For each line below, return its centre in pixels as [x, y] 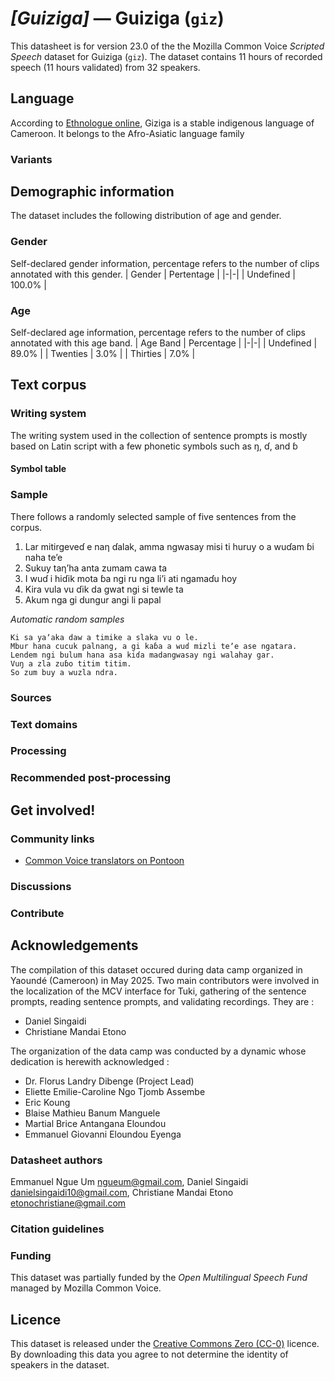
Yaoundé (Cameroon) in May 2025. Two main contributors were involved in [165, 980]
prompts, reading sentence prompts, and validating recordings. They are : [162, 1001]
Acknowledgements [74, 945]
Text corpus [48, 385]
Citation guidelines [57, 1229]
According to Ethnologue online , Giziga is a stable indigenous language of [162, 123]
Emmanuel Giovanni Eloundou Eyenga [103, 1134]
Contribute [37, 913]
